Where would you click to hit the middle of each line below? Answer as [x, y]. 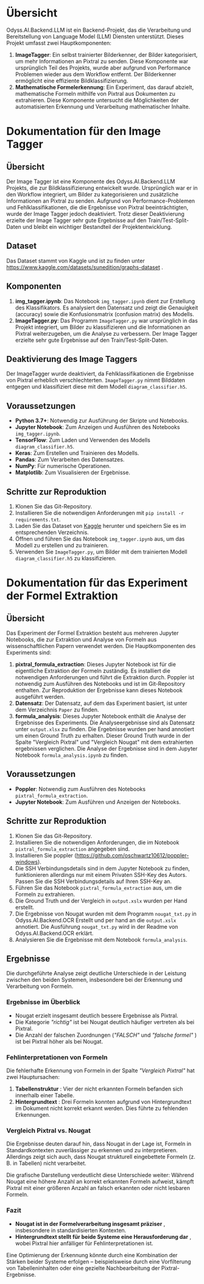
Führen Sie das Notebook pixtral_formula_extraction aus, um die [98, 887]
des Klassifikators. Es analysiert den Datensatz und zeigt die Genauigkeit [107, 308]
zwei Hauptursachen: [33, 1077]
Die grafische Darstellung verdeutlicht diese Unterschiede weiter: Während [100, 1175]
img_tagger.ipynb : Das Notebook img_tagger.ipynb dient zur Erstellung [105, 301]
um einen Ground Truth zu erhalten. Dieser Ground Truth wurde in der [103, 736]
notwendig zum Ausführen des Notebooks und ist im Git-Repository [100, 684]
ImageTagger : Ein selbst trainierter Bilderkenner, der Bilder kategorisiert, [106, 54]
